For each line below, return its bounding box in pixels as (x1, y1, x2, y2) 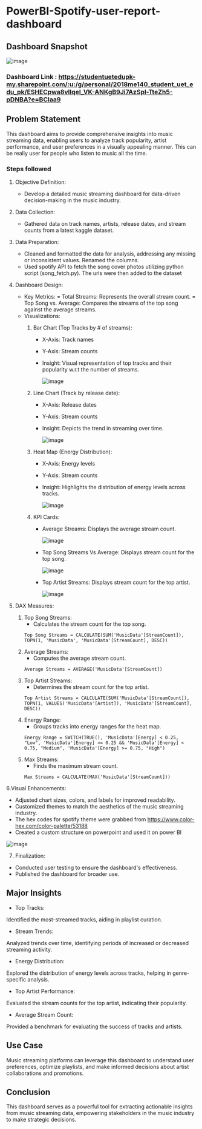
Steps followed (6, 164, 51, 173)
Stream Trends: (15, 927, 54, 935)
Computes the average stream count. (33, 654, 126, 662)
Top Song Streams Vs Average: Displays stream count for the (42, 549, 195, 556)
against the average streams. (24, 306, 97, 313)
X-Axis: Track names (42, 336, 94, 344)
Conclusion (6, 1087, 51, 1097)
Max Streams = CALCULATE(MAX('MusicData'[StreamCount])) (24, 774, 171, 781)
